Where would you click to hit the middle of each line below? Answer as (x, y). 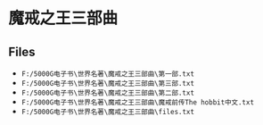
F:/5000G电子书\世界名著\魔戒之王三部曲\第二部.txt (108, 93)
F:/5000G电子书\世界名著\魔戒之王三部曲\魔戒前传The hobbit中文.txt (138, 103)
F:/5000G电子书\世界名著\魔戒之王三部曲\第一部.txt (108, 74)
